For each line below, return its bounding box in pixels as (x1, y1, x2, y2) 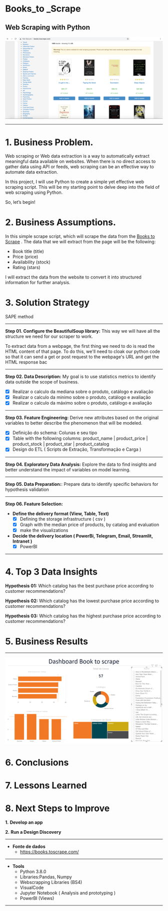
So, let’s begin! (5, 199, 36, 205)
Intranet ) (12, 538, 32, 544)
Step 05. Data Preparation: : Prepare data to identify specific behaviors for (5, 481, 158, 487)
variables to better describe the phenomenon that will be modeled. (5, 420, 142, 426)
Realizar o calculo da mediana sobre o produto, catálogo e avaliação (12, 388, 153, 395)
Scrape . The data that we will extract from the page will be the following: (5, 239, 156, 245)
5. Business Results (5, 635, 88, 647)
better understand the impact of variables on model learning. (5, 466, 131, 472)
